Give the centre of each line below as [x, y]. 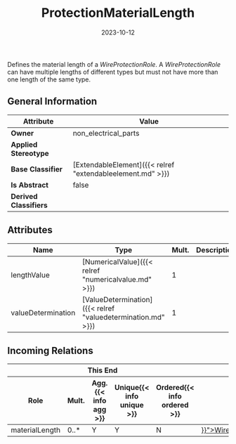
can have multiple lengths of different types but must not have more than [113, 72]
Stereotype [30, 153]
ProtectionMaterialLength [118, 13]
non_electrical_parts [106, 133]
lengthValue [31, 275]
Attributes [30, 230]
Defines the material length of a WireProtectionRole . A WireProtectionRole [114, 64]
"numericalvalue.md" [117, 279]
